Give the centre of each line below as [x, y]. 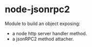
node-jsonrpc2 [37, 9]
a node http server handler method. [50, 33]
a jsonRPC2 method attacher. [43, 39]
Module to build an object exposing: [42, 24]
